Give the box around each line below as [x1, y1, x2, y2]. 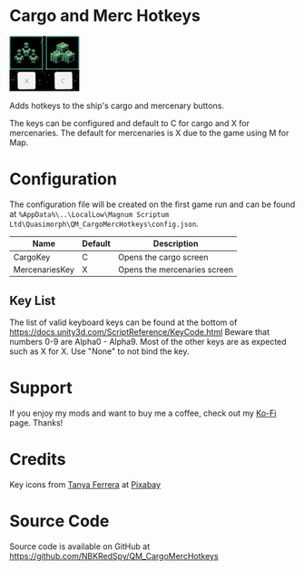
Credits [9, 449, 66, 470]
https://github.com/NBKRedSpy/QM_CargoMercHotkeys [9, 551, 220, 561]
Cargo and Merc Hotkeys [9, 5, 201, 26]
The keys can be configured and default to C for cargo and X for [9, 117, 250, 128]
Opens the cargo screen [117, 251, 209, 262]
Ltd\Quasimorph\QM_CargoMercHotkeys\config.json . [9, 218, 200, 229]
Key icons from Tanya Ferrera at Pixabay [9, 479, 162, 490]
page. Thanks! [9, 418, 64, 428]
